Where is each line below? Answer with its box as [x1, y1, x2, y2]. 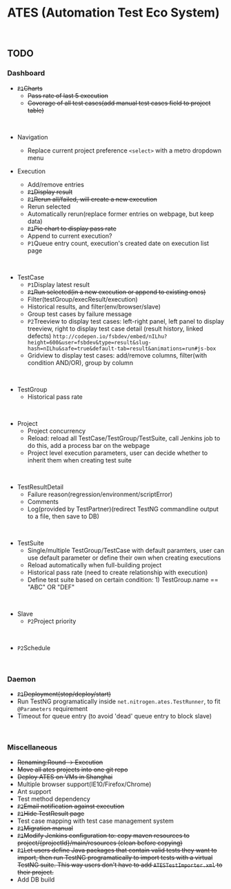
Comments [27, 497, 59, 505]
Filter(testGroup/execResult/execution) [27, 295, 138, 303]
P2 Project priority [27, 616, 77, 625]
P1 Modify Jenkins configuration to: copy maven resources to [17, 832, 190, 840]
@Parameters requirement [17, 704, 88, 712]
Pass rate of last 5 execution [27, 91, 108, 99]
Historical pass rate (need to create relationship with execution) [27, 568, 208, 576]
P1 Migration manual [17, 824, 74, 832]
